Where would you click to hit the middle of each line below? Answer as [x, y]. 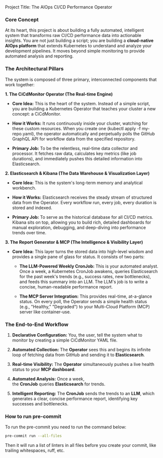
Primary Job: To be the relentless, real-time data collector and [75, 148]
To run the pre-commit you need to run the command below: [66, 427]
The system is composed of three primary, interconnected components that [81, 79]
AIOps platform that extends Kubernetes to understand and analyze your [78, 46]
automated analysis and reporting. [39, 56]
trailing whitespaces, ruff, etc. [35, 451]
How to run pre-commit [33, 416]
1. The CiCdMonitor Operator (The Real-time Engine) [59, 94]
